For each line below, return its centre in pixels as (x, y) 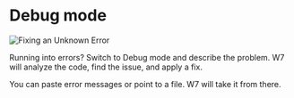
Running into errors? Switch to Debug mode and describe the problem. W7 (147, 57)
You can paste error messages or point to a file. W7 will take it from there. (145, 84)
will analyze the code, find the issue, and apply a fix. (106, 67)
